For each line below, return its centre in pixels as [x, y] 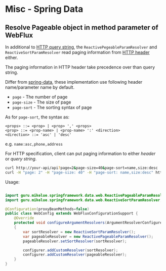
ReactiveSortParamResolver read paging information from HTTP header [77, 52]
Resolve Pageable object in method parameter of [82, 27]
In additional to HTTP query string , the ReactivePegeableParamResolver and [81, 47]
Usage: [12, 182]
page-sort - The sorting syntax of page [52, 107]
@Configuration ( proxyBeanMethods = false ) [47, 209]
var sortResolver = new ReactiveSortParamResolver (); [79, 232]
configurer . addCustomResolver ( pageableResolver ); [75, 255]
